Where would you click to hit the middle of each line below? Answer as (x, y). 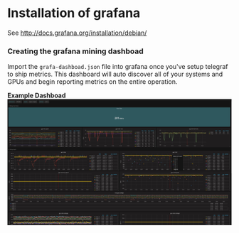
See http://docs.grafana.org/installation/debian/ (77, 33)
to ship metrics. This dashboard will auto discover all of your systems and (115, 74)
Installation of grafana (74, 13)
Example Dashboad (37, 96)
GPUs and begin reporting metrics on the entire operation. (92, 82)
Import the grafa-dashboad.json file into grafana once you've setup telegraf (118, 67)
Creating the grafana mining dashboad (75, 51)
